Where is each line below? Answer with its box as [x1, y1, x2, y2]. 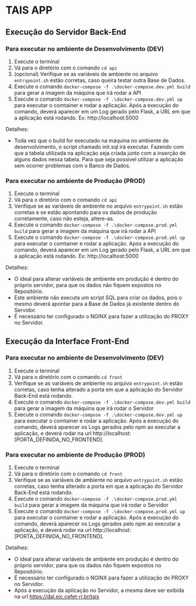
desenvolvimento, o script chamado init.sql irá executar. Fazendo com [14, 143, 184, 150]
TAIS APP [5, 4, 53, 17]
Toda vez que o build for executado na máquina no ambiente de [14, 136, 169, 144]
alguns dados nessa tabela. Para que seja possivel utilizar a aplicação [14, 155, 184, 162]
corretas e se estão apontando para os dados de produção [14, 209, 157, 216]
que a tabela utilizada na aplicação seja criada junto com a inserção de [14, 149, 186, 157]
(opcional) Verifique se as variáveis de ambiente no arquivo [14, 70, 158, 77]
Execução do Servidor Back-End [5, 27, 127, 37]
